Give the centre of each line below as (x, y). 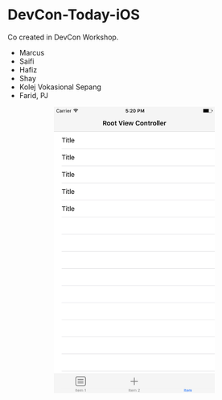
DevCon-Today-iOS (74, 15)
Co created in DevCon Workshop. (63, 37)
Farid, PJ (34, 95)
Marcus (32, 52)
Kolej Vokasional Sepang (60, 87)
